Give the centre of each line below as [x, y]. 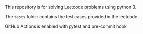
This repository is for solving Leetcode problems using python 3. [71, 7]
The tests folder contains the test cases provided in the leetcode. [72, 17]
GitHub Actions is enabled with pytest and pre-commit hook [66, 26]
